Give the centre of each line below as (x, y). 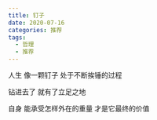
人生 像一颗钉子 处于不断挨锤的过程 (65, 75)
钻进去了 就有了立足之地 (47, 92)
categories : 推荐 (35, 30)
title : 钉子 (26, 15)
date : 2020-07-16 (37, 23)
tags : (17, 37)
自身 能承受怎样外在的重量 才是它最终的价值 (79, 108)
